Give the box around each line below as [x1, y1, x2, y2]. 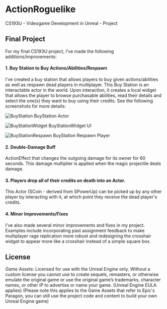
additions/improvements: [5, 53, 57, 59]
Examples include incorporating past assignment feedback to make [5, 227, 145, 233]
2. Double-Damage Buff [5, 144, 56, 150]
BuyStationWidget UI [48, 122, 92, 129]
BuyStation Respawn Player [53, 132, 111, 138]
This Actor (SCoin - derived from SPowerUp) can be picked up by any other [5, 189, 162, 195]
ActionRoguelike [5, 4, 76, 15]
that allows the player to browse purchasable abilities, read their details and [5, 92, 162, 98]
